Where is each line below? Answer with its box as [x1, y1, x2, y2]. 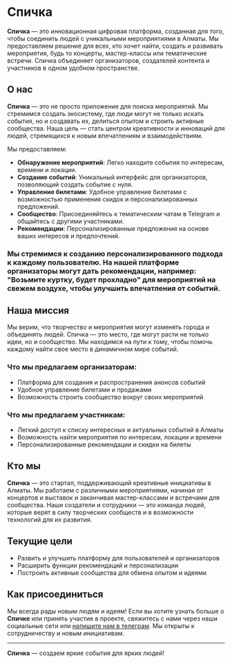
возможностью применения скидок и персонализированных [17, 195, 198, 203]
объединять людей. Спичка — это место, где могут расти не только [7, 330, 209, 339]
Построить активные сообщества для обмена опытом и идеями [17, 568, 207, 577]
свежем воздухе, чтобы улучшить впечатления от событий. [7, 283, 221, 293]
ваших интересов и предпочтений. [17, 231, 120, 240]
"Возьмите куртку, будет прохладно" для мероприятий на [7, 274, 216, 284]
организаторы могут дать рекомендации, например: [7, 266, 197, 276]
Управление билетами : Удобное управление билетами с [17, 187, 187, 196]
